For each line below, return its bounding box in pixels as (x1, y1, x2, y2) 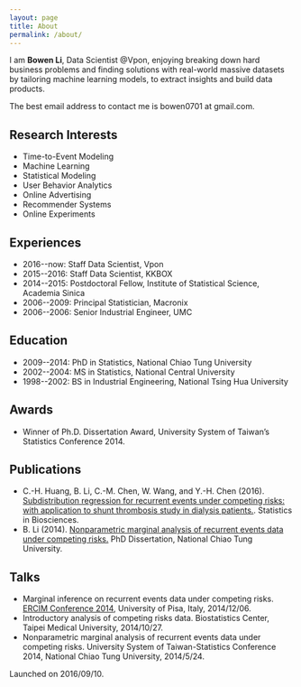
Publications (9, 462, 82, 478)
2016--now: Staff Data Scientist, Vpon (22, 259, 164, 269)
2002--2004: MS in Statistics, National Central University (22, 367, 236, 377)
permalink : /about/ (9, 30, 83, 39)
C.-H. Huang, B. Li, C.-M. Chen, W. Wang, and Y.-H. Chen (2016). (22, 486, 265, 497)
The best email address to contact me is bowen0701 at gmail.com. (9, 101, 255, 112)
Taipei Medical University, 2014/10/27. (22, 622, 164, 633)
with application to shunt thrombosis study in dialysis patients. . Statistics (22, 505, 293, 515)
